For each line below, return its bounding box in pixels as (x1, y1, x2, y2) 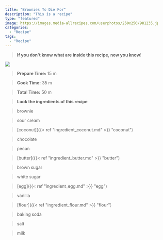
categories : (5, 25, 29, 30)
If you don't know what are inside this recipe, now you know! (16, 52, 142, 58)
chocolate (16, 136, 37, 142)
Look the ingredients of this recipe (16, 98, 88, 104)
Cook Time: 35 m (16, 80, 52, 85)
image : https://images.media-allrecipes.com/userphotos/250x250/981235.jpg (5, 20, 162, 26)
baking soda (16, 211, 42, 217)
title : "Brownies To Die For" (5, 7, 66, 12)
